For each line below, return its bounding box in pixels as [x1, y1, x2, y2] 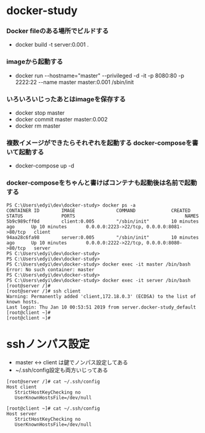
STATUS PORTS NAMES [6, 213, 199, 219]
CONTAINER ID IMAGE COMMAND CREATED [6, 207, 191, 213]
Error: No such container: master [6, 266, 95, 273]
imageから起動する [6, 58, 63, 66]
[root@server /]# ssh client [6, 288, 81, 294]
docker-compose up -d [15, 162, 75, 169]
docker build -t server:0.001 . [15, 41, 89, 48]
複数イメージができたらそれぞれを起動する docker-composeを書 [6, 139, 198, 147]
